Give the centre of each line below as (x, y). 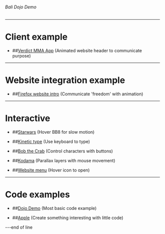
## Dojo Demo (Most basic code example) (54, 208)
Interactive (28, 118)
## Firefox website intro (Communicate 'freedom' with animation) (78, 94)
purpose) (21, 56)
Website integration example (65, 80)
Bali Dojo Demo (21, 7)
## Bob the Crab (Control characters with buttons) (62, 151)
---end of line (19, 227)
